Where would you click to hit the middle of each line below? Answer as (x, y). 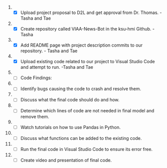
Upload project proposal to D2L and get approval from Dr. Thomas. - (91, 13)
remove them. (35, 116)
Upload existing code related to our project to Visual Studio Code (88, 62)
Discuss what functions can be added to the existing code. (81, 138)
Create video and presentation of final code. (66, 160)
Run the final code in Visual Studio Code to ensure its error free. (87, 149)
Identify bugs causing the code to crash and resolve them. (81, 89)
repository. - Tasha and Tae (49, 51)
